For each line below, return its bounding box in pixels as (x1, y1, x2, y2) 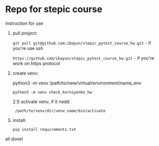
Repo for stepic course (5, 4, 102, 15)
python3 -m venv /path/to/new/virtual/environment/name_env (12, 80, 142, 86)
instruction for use (5, 20, 43, 26)
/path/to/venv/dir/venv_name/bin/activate (15, 108, 106, 113)
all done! (5, 135, 24, 142)
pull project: (12, 30, 38, 36)
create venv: (12, 70, 39, 76)
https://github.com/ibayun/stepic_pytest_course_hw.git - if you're (12, 55, 154, 61)
